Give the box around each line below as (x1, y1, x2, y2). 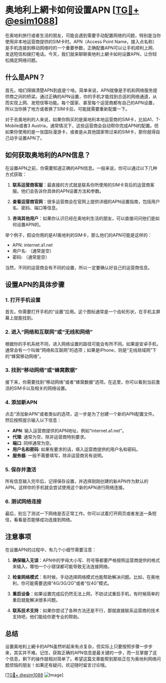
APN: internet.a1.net (12, 242, 53, 248)
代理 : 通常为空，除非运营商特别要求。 (12, 434, 89, 440)
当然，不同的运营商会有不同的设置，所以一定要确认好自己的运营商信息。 (5, 264, 152, 270)
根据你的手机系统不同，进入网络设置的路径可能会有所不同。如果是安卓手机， (5, 341, 161, 347)
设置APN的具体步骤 (5, 280, 65, 289)
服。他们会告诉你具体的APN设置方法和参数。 (12, 188, 104, 194)
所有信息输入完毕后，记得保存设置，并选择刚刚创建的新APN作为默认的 (5, 478, 149, 484)
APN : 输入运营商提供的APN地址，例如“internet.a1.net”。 (12, 428, 127, 434)
